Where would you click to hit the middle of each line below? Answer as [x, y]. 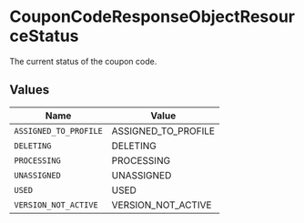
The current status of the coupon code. [83, 61]
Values [30, 90]
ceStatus [44, 36]
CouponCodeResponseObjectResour [152, 17]
